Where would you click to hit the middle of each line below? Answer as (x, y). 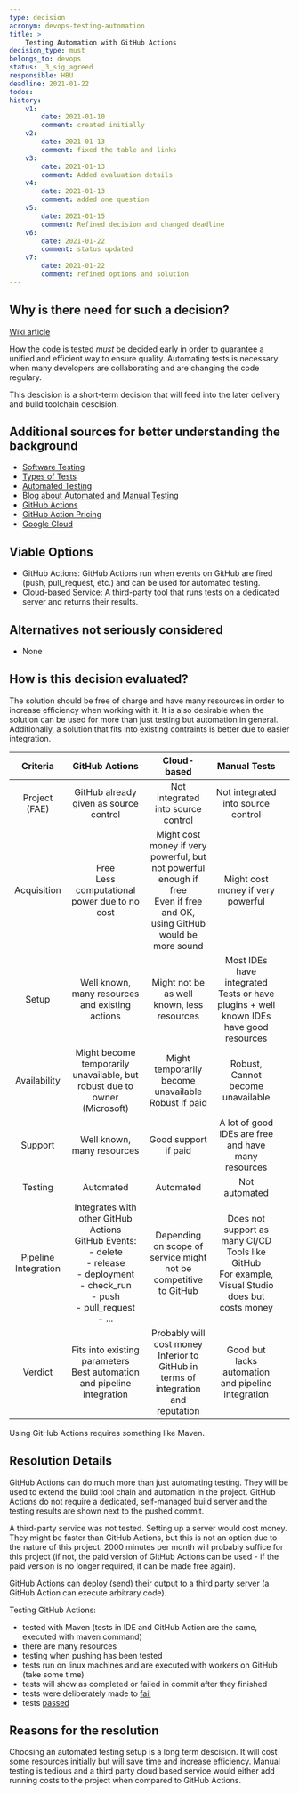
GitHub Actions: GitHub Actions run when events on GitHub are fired (147, 573)
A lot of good (246, 1123)
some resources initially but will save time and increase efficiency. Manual (145, 1762)
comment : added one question (95, 200)
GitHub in (178, 1366)
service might (178, 1257)
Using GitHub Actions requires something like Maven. (107, 1433)
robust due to (105, 1085)
